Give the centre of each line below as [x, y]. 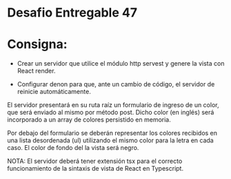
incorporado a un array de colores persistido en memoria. [89, 120]
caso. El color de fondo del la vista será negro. [73, 148]
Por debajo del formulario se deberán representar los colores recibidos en [112, 133]
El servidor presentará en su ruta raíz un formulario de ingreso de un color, [113, 105]
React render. [36, 71]
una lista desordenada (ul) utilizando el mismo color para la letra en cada [110, 140]
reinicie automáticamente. [54, 92]
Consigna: [37, 45]
